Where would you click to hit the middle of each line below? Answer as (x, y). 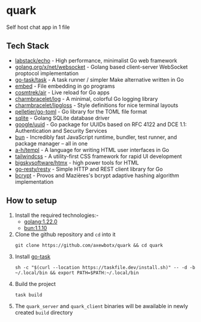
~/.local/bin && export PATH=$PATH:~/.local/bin (77, 273)
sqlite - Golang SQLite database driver (62, 118)
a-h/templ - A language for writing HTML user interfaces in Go (92, 150)
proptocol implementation (47, 73)
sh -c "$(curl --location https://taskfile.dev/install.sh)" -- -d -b (105, 267)
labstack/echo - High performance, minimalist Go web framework (96, 60)
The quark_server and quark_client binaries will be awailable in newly (101, 306)
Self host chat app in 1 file (38, 27)
